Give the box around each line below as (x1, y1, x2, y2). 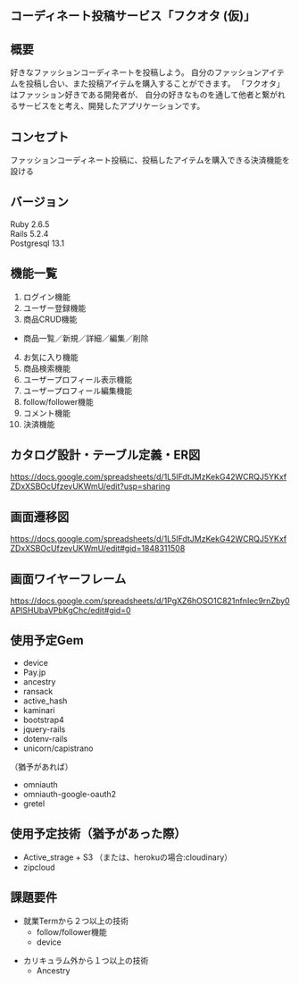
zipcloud (22, 862, 56, 872)
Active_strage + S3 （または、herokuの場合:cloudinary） (22, 852, 233, 863)
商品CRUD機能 (22, 314, 78, 324)
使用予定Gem (10, 633, 84, 648)
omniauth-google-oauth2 (22, 788, 117, 799)
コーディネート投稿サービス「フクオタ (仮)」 (10, 8, 256, 24)
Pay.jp (22, 667, 46, 678)
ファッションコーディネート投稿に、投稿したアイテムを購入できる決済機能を (10, 155, 290, 165)
